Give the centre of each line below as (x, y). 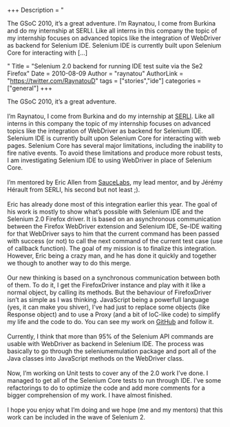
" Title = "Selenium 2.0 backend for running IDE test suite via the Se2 (105, 66)
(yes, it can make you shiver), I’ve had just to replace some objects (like (108, 307)
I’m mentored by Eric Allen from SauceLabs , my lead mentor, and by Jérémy (115, 182)
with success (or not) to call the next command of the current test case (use (115, 241)
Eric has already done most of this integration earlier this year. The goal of (112, 204)
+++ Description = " (35, 10)
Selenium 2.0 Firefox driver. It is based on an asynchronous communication (114, 219)
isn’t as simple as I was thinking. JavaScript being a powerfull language (108, 300)
